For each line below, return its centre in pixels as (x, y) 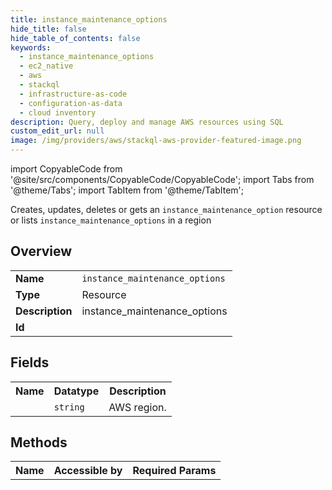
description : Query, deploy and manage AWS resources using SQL (147, 122)
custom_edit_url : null (57, 131)
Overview (41, 251)
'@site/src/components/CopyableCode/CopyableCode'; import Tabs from (162, 179)
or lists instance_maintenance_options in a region (111, 220)
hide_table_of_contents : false (75, 38)
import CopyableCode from (66, 169)
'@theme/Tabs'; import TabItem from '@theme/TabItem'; (127, 190)
